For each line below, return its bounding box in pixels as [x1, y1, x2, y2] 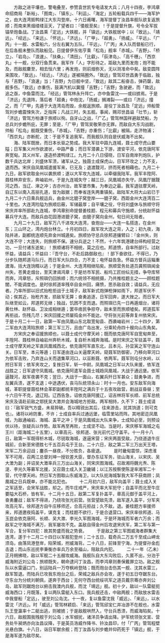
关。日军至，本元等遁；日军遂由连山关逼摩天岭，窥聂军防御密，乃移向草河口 [5, 349, 160, 355]
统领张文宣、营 [129, 614, 160, 620]
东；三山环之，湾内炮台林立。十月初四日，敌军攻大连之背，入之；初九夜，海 [5, 226, 160, 232]
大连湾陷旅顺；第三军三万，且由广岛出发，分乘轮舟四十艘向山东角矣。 [18, 325, 160, 330]
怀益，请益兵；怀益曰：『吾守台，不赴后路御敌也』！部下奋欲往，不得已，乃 [5, 251, 158, 256]
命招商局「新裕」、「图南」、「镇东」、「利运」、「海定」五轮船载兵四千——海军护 [5, 10, 160, 16]
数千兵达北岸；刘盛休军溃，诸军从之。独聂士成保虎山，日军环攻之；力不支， [5, 158, 160, 164]
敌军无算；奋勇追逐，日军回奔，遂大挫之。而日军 [56, 294, 156, 300]
